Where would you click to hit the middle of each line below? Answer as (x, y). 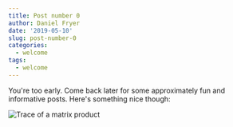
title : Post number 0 (44, 16)
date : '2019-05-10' (41, 30)
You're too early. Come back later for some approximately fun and (117, 90)
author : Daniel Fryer (44, 23)
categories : (28, 46)
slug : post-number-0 (43, 38)
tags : (17, 61)
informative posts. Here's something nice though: (89, 99)
